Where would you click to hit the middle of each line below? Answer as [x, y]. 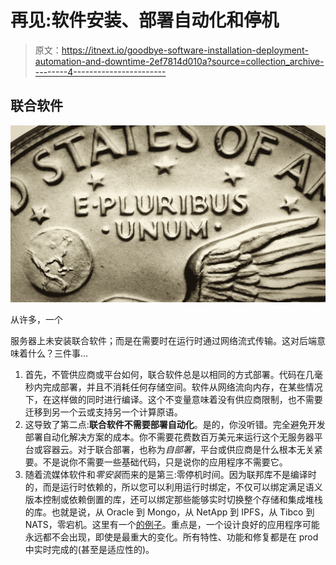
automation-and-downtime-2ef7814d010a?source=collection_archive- [179, 61]
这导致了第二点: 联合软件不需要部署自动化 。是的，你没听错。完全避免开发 [175, 424]
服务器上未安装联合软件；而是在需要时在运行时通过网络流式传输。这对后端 [163, 340]
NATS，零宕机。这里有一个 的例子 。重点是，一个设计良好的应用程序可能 [172, 524]
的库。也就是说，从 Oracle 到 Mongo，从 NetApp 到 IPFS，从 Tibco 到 [169, 512]
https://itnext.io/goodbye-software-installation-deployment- [185, 50]
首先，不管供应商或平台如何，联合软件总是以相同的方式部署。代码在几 [169, 374]
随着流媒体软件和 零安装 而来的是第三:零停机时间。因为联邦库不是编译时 [170, 474]
